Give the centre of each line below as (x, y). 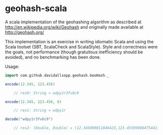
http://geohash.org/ (25, 32)
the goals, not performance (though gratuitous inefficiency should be (74, 52)
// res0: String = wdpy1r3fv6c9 (46, 93)
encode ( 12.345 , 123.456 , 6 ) (33, 102)
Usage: (12, 67)
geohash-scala (36, 8)
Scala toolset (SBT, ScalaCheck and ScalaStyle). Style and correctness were (81, 47)
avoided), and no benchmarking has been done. (53, 57)
